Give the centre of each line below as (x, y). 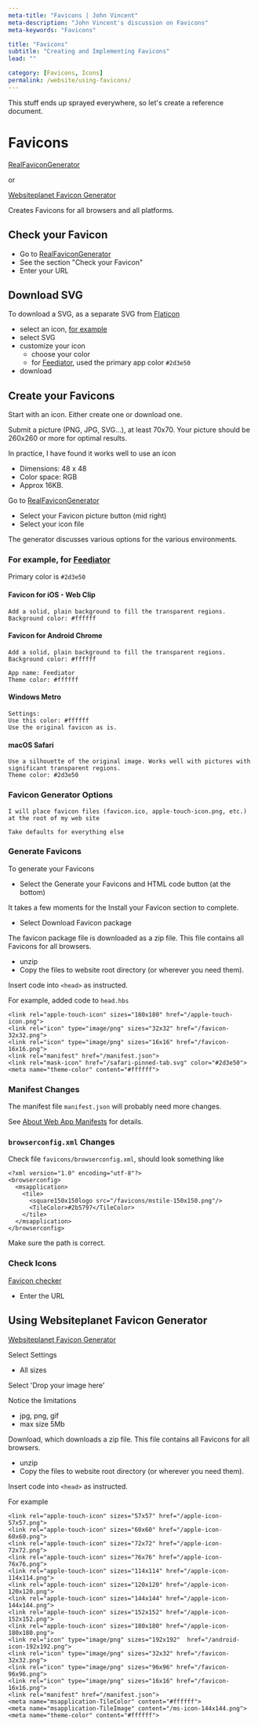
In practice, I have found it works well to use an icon (92, 453)
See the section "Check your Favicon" (81, 262)
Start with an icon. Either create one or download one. (95, 415)
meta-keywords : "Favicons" (52, 30)
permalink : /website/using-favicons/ (70, 80)
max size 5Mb (42, 1424)
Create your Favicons (62, 396)
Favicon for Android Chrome (55, 636)
